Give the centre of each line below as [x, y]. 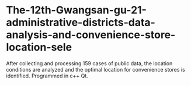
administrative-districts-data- [81, 22]
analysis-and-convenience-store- [91, 35]
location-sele [39, 47]
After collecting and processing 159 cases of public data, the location [89, 63]
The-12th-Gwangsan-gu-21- [77, 10]
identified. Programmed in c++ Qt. [47, 76]
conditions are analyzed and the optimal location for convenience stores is [95, 69]
